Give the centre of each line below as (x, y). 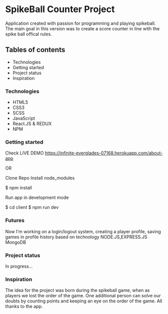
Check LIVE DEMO (24, 153)
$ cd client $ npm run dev (32, 207)
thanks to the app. (24, 306)
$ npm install (19, 188)
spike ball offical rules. (29, 34)
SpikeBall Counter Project (60, 9)
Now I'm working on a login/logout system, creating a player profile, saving (83, 231)
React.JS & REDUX (32, 124)
